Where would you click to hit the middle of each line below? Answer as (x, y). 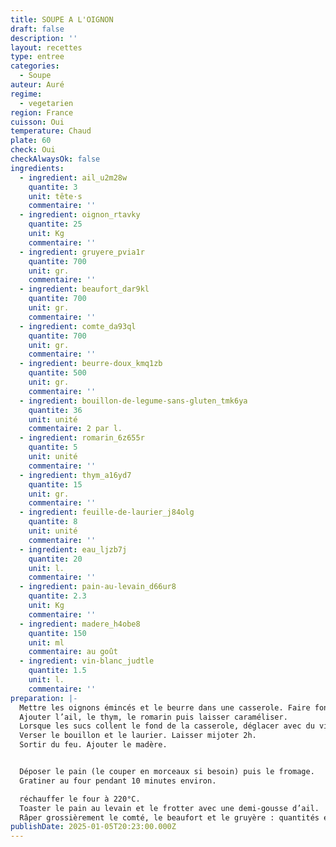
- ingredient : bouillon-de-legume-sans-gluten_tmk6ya (133, 401)
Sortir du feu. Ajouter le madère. (93, 745)
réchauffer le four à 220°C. (80, 799)
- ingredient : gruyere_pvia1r (82, 252)
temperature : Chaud (51, 131)
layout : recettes (46, 47)
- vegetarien (46, 103)
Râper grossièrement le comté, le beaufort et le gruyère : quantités (169, 817)
